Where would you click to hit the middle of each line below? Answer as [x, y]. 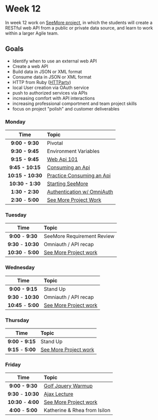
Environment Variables [73, 151]
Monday [15, 121]
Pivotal [55, 143]
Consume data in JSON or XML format [52, 77]
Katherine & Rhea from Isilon [77, 410]
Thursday [17, 320]
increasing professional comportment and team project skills [75, 103]
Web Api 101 [63, 159]
